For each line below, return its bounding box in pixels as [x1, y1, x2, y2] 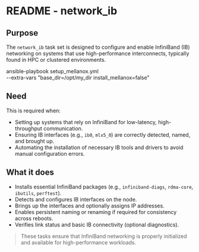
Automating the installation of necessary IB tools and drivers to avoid [14, 144, 184, 151]
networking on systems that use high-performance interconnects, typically [6, 50, 189, 57]
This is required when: [6, 107, 61, 114]
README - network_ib [6, 4, 118, 18]
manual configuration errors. [14, 150, 85, 157]
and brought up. [14, 137, 55, 144]
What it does [6, 168, 55, 178]
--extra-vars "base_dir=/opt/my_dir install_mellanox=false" [6, 74, 150, 81]
